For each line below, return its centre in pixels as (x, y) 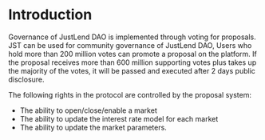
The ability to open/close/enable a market (88, 110)
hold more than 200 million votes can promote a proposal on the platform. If (133, 54)
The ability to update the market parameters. (93, 127)
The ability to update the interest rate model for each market (119, 118)
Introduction (50, 15)
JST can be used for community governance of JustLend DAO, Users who (130, 45)
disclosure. (27, 79)
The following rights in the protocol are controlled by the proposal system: (130, 94)
